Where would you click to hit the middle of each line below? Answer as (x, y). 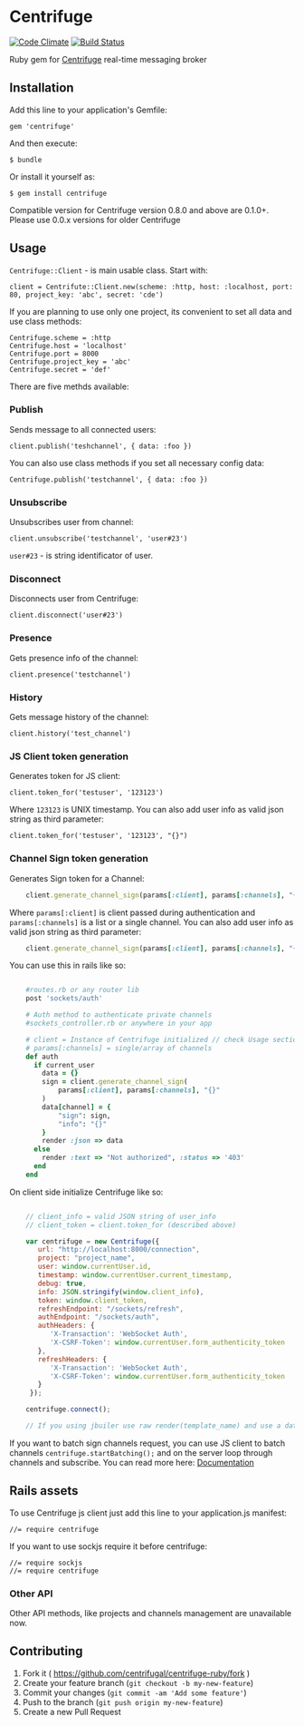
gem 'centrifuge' (42, 126)
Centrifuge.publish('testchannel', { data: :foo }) (109, 479)
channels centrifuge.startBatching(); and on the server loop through (141, 1452)
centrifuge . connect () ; (68, 1409)
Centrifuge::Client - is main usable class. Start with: (109, 270)
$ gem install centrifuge (58, 193)
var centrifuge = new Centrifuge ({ (93, 1241)
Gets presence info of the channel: (74, 658)
